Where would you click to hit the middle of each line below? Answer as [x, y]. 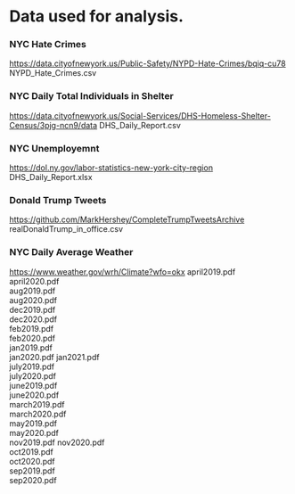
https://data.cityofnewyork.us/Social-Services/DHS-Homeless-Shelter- [140, 115]
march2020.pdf [38, 414]
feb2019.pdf [32, 328]
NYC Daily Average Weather [71, 252]
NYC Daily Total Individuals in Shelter [91, 96]
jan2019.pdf [31, 347]
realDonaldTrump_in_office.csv [66, 229]
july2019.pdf [32, 366]
